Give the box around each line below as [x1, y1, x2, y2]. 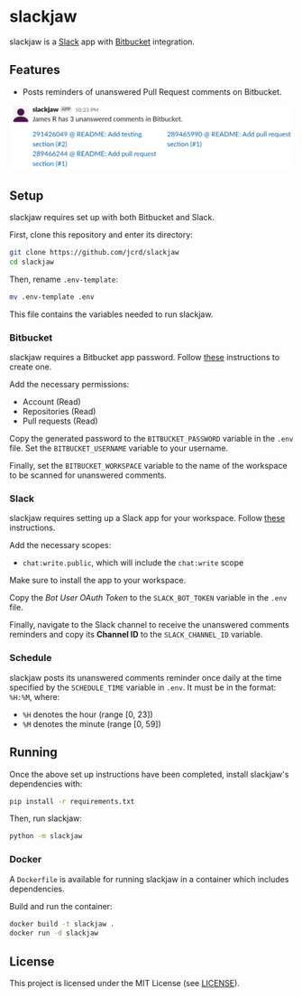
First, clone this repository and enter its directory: [9, 229, 194, 240]
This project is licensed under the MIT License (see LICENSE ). [9, 978, 241, 989]
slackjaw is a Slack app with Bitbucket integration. [9, 36, 196, 47]
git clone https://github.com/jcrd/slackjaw [9, 248, 179, 257]
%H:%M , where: [9, 691, 60, 702]
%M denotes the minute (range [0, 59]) [22, 718, 162, 729]
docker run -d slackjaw [9, 928, 99, 938]
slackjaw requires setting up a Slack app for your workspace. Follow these [9, 513, 286, 524]
